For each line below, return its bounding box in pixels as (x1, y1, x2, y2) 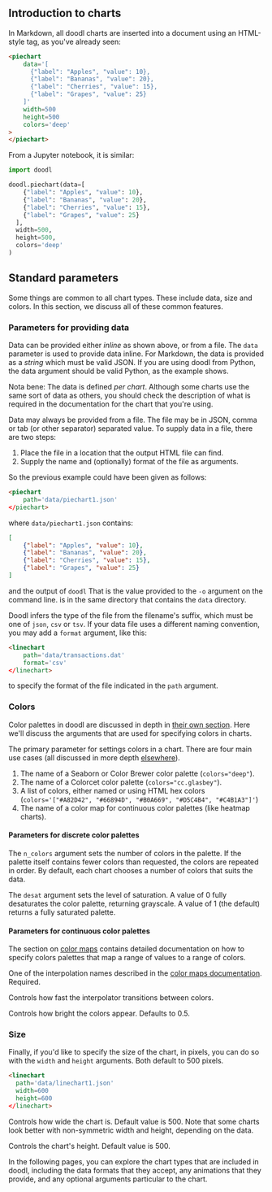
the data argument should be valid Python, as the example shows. (8, 366, 229, 376)
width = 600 (15, 1087, 49, 1095)
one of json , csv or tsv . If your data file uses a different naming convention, (8, 619, 260, 629)
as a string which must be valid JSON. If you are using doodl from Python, (8, 358, 256, 368)
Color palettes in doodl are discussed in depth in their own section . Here (8, 720, 250, 729)
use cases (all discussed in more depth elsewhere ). (8, 752, 180, 763)
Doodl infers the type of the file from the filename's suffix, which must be (8, 610, 253, 620)
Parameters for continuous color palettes (8, 926, 150, 936)
